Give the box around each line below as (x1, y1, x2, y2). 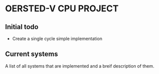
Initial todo (5, 23, 39, 31)
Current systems (5, 50, 58, 58)
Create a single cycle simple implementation (12, 36, 103, 41)
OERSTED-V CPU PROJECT (5, 3, 119, 14)
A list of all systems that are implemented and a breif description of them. (5, 63, 155, 69)
